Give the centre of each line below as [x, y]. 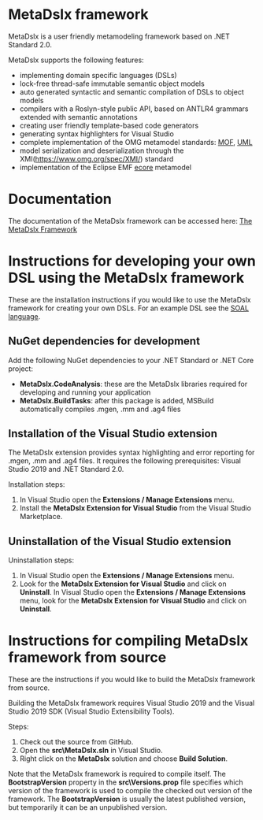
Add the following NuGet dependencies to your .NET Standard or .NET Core [131, 360]
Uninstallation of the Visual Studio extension [120, 541]
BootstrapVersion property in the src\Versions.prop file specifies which [126, 782]
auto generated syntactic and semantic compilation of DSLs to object [131, 91]
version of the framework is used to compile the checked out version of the [130, 791]
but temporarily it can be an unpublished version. [88, 807]
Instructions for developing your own [132, 261]
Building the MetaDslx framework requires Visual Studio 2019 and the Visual [131, 703]
